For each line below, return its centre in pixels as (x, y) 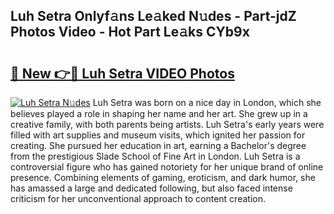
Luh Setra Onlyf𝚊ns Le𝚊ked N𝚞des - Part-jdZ (153, 16)
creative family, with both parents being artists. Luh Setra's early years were (167, 124)
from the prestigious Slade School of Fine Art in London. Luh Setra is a (155, 156)
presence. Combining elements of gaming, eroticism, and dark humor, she (163, 177)
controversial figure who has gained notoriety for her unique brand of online (167, 167)
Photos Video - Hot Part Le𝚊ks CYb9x (130, 32)
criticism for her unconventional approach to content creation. (138, 198)
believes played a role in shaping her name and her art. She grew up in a (159, 113)
